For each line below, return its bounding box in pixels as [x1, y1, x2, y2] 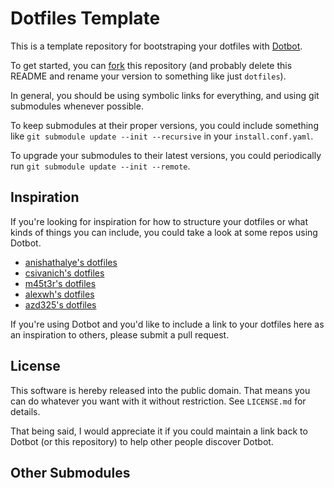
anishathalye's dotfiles [24, 256, 118, 268]
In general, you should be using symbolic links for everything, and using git [10, 89, 320, 101]
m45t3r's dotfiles [24, 277, 97, 289]
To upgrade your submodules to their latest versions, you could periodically [10, 149, 322, 161]
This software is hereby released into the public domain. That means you [10, 384, 311, 396]
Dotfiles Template [10, 7, 161, 30]
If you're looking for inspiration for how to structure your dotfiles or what [10, 215, 309, 227]
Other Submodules [10, 464, 131, 481]
